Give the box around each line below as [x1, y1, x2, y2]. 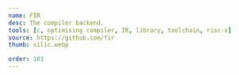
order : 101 [8, 55, 44, 63]
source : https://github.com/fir [8, 33, 115, 42]
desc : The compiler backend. [8, 19, 104, 27]
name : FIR [8, 11, 41, 20]
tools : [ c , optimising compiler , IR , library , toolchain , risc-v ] [8, 26, 232, 34]
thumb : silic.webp [8, 41, 69, 49]
